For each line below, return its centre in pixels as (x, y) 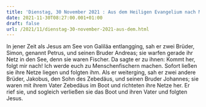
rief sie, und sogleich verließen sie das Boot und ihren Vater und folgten (97, 92)
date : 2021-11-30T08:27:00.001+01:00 (55, 18)
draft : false (23, 23)
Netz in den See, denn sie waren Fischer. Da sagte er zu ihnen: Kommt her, (101, 59)
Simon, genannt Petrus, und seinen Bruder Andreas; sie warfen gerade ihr (100, 53)
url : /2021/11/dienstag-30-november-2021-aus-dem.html (78, 29)
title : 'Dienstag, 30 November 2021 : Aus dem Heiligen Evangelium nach (101, 12)
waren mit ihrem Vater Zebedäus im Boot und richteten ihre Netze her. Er (98, 86)
